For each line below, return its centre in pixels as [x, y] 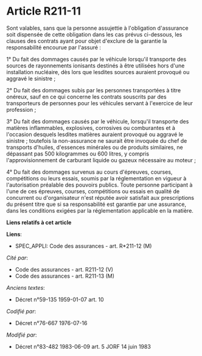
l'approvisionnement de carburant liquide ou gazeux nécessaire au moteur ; [101, 160]
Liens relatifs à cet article [39, 222]
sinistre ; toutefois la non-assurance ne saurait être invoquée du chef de [97, 140]
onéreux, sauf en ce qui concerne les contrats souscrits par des [86, 97]
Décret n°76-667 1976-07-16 [51, 323]
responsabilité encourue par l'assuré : [54, 47]
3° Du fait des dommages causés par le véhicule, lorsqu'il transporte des [98, 121]
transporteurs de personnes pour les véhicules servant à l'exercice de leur [100, 103]
